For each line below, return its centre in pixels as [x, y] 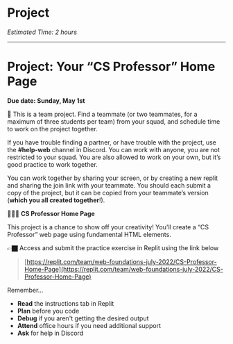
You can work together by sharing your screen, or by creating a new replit [113, 178]
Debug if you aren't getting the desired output [83, 318]
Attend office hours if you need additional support [89, 325]
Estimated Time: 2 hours [42, 32]
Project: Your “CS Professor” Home [111, 67]
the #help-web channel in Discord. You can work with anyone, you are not [114, 149]
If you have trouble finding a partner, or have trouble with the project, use [112, 142]
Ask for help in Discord [50, 333]
